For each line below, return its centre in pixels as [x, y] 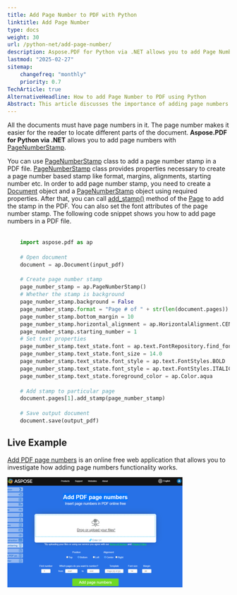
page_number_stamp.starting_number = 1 [79, 331]
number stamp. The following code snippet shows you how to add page [112, 214]
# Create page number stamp [61, 280]
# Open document [44, 257]
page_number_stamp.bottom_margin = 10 [77, 317]
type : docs [23, 30]
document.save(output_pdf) [60, 421]
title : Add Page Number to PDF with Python [72, 15]
